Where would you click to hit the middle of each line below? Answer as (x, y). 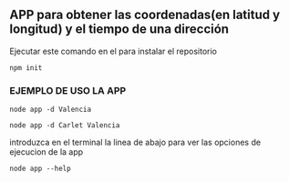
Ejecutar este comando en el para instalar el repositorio (113, 51)
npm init (26, 67)
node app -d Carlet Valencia (65, 126)
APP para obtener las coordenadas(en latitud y (145, 15)
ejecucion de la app (46, 152)
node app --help (40, 169)
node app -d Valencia (51, 110)
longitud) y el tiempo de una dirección (119, 30)
